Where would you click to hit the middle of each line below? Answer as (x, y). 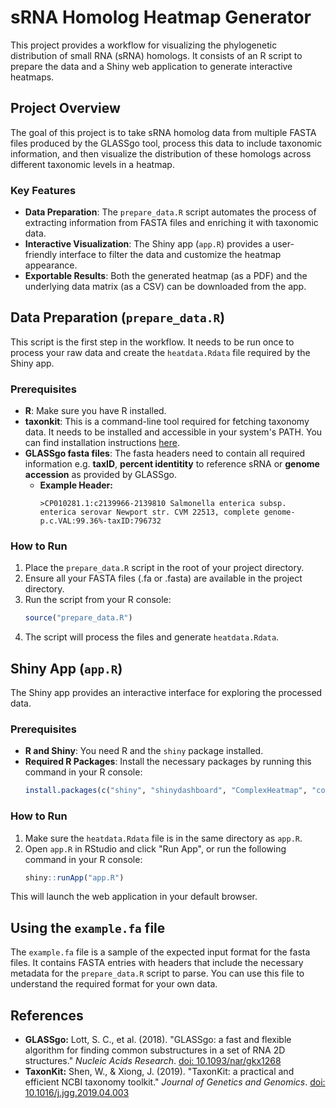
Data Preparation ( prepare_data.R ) (118, 317)
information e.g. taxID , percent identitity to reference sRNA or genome (172, 464)
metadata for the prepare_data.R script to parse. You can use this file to (157, 973)
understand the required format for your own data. (114, 984)
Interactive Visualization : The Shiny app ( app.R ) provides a (147, 244)
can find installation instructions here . (102, 443)
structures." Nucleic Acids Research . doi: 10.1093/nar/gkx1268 (153, 1061)
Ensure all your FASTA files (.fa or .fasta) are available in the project (163, 578)
